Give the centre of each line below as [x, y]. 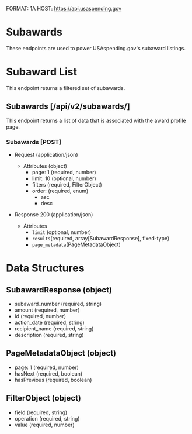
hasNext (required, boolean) [48, 373]
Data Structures [45, 268]
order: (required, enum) [60, 191]
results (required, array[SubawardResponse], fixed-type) [101, 238]
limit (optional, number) [62, 232]
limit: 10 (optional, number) [64, 178]
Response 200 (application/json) [54, 214]
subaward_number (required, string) [58, 304]
